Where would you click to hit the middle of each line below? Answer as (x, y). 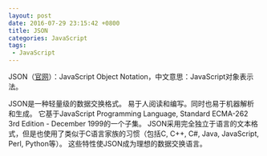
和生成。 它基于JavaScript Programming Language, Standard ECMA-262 (128, 114)
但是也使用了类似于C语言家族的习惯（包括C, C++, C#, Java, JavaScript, (140, 134)
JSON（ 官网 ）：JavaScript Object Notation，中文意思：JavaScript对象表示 (131, 76)
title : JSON (28, 30)
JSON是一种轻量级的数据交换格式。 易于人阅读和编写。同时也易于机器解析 (131, 104)
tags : (17, 46)
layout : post (30, 16)
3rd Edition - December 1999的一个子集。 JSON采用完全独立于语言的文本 (130, 124)
